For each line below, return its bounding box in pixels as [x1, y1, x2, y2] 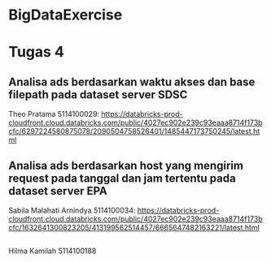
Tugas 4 [8, 43, 65, 62]
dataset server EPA [8, 184, 108, 198]
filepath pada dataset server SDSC [8, 88, 188, 101]
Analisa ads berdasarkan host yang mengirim [8, 158, 244, 172]
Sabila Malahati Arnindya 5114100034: [8, 205, 136, 215]
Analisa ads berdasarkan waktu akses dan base [8, 75, 256, 88]
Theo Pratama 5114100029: [8, 110, 100, 119]
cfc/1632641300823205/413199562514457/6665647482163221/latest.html [8, 223, 260, 232]
